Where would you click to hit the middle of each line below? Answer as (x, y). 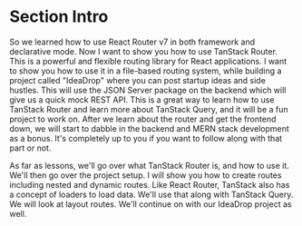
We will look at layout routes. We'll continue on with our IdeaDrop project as (151, 204)
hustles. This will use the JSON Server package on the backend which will (148, 90)
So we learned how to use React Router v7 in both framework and (132, 42)
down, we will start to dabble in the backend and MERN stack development (150, 128)
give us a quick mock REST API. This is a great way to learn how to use (142, 99)
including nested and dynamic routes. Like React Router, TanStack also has (150, 184)
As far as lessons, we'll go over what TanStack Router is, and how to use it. (150, 165)
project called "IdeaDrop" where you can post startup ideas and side (137, 80)
